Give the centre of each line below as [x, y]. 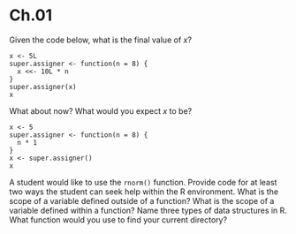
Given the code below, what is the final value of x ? [101, 40]
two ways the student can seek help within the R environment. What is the [144, 192]
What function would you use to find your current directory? [118, 219]
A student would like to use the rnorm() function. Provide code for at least [143, 182]
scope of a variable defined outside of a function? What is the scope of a [142, 200]
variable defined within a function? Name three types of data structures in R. [148, 210]
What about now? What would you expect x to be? [101, 110]
